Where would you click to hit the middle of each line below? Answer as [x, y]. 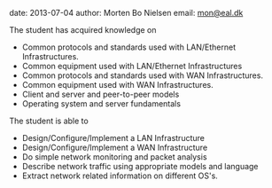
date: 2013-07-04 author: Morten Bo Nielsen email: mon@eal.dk [126, 13]
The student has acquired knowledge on [83, 30]
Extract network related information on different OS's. [120, 176]
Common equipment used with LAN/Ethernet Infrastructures [132, 66]
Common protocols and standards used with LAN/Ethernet [129, 47]
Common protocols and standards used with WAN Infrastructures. [143, 75]
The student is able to [49, 121]
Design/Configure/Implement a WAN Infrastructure [115, 147]
